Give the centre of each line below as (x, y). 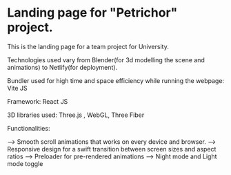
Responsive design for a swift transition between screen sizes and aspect (112, 149)
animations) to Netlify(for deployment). (62, 67)
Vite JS (17, 88)
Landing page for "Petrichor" (92, 13)
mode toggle (25, 163)
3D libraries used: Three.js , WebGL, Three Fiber (76, 115)
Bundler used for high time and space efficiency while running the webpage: (116, 80)
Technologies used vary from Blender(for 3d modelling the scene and (106, 59)
